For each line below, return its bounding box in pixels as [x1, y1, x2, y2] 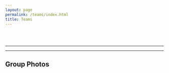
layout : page [5, 7, 33, 13]
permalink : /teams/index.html [5, 12, 69, 17]
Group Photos [5, 60, 49, 68]
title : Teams [5, 17, 33, 22]
